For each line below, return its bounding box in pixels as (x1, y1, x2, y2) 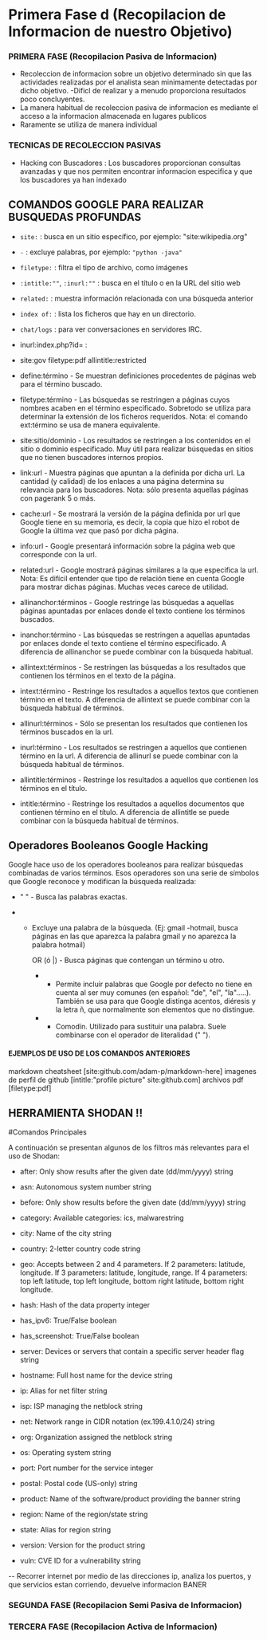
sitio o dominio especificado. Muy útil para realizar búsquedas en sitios (19, 444, 253, 454)
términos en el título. (19, 783, 88, 792)
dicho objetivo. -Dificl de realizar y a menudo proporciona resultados (19, 86, 246, 96)
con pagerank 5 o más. (19, 493, 96, 503)
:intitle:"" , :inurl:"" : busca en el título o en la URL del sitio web (19, 277, 241, 288)
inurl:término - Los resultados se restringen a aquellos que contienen (19, 742, 247, 752)
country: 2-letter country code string (19, 1244, 141, 1253)
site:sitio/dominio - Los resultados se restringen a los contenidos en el (19, 435, 251, 445)
